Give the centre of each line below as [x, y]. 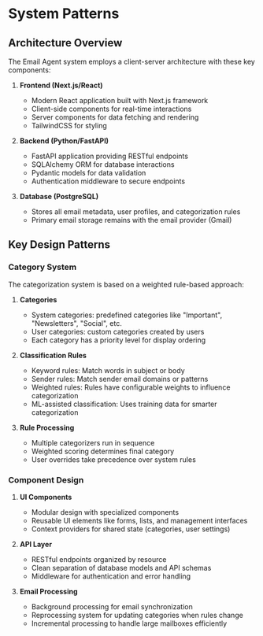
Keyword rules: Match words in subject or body [108, 370]
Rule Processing [47, 427]
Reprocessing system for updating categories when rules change [137, 615]
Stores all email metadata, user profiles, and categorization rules [136, 212]
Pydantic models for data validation [89, 173]
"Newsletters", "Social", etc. [76, 323]
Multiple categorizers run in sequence [93, 442]
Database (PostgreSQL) [59, 196]
